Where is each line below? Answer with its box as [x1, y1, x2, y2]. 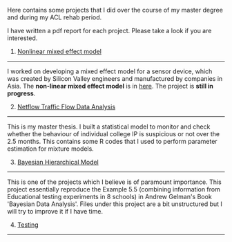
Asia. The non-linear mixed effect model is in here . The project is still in [7, 82, 214, 90]
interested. [7, 34, 38, 42]
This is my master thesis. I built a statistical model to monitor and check [7, 122, 211, 131]
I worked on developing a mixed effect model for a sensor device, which [7, 67, 213, 75]
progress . [7, 89, 36, 97]
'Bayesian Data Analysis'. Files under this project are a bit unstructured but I [7, 200, 223, 208]
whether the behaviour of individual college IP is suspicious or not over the [7, 130, 220, 138]
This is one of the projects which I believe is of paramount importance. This [7, 178, 222, 186]
